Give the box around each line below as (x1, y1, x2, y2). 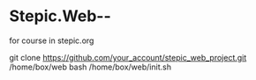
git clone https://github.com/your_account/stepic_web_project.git (9, 52, 247, 62)
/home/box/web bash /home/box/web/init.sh (9, 62, 172, 72)
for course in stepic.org (9, 35, 94, 46)
